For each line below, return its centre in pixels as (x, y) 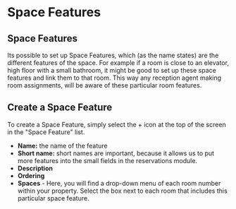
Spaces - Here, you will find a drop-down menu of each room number (119, 183)
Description (35, 168)
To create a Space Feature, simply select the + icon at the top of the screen (117, 124)
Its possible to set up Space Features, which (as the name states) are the (113, 55)
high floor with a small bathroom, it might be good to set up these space (112, 70)
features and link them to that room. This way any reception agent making (114, 78)
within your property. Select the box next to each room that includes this (122, 191)
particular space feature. (53, 198)
